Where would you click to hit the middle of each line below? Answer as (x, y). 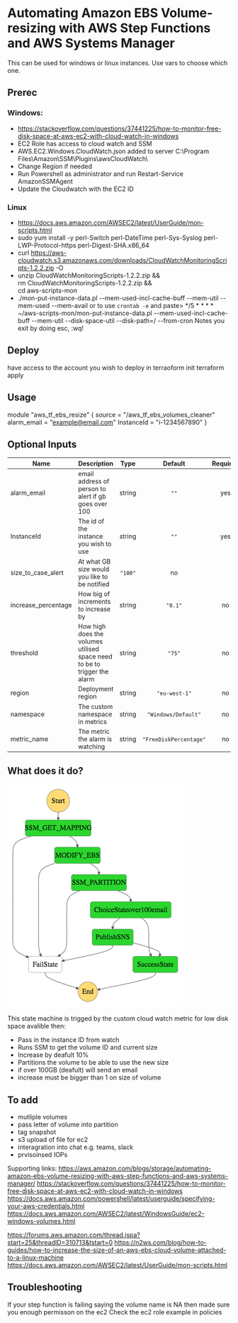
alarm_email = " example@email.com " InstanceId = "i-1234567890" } (107, 422)
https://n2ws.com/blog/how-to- (160, 1242)
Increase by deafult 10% (53, 1055)
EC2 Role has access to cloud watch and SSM (85, 143)
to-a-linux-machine (35, 1257)
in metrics (92, 721)
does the (91, 634)
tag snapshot (37, 1132)
